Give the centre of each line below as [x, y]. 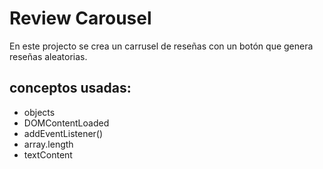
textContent [48, 154]
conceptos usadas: [70, 88]
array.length [48, 144]
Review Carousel [80, 18]
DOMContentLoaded [66, 123]
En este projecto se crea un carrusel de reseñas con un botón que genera [161, 46]
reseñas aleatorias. [48, 56]
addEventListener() [63, 133]
